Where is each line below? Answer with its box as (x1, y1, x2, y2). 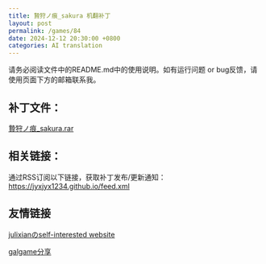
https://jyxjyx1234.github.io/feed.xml (8, 181, 131, 191)
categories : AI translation (8, 42, 103, 50)
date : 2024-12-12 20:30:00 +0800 (8, 34, 121, 43)
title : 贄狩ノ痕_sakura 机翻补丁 (8, 11, 111, 20)
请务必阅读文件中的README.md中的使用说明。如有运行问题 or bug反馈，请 (8, 65, 258, 75)
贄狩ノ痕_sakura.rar (8, 123, 74, 133)
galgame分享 (8, 246, 52, 256)
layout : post (8, 19, 52, 27)
